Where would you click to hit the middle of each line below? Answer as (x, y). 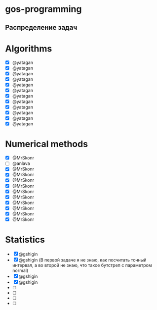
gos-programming (43, 9)
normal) (20, 270)
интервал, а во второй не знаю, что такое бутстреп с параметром (82, 265)
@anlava (21, 163)
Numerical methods (46, 144)
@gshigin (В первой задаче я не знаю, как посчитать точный (82, 260)
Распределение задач (41, 27)
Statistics (25, 240)
